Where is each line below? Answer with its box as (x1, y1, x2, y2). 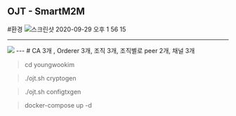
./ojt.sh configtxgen (24, 87, 81, 96)
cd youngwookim (24, 60, 75, 68)
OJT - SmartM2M (7, 6, 86, 17)
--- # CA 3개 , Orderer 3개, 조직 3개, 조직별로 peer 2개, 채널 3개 (15, 46, 195, 55)
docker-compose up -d (24, 101, 93, 109)
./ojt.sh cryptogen (24, 73, 77, 82)
